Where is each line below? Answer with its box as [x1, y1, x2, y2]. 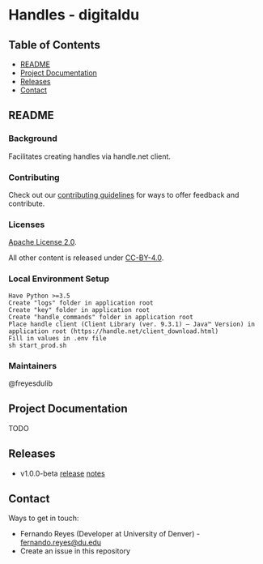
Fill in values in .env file [8, 334, 107, 342]
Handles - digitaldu [8, 6, 140, 24]
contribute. [8, 199, 45, 208]
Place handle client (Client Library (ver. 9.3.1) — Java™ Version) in [8, 320, 255, 328]
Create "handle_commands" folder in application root [8, 313, 194, 321]
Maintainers [8, 360, 57, 371]
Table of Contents [8, 38, 101, 52]
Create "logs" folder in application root [8, 298, 154, 307]
